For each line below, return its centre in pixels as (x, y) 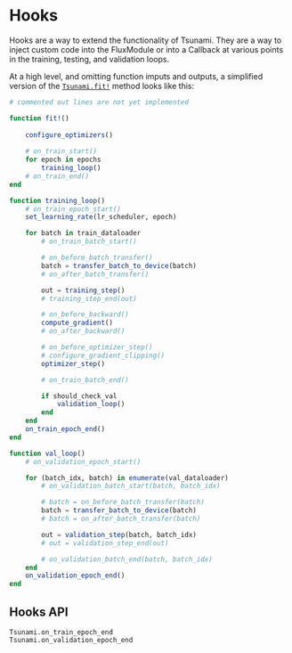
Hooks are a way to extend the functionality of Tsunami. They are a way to (146, 40)
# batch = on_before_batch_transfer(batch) (123, 502)
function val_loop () (48, 453)
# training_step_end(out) (89, 298)
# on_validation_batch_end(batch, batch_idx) (127, 559)
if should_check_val (79, 396)
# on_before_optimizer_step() (97, 347)
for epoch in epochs (63, 160)
